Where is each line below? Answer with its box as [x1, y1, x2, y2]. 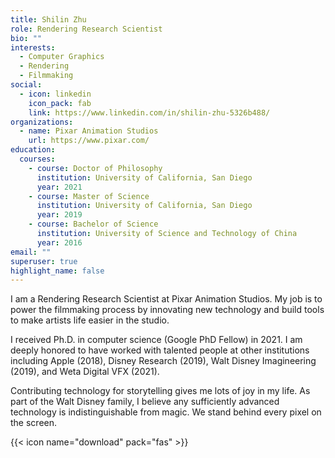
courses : [19, 154, 56, 164]
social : [10, 80, 43, 90]
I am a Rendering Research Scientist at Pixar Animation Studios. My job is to [10, 293, 323, 305]
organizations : [10, 117, 74, 127]
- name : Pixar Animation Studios [19, 126, 159, 136]
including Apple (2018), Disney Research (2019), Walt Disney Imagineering [10, 355, 317, 367]
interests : [10, 42, 56, 53]
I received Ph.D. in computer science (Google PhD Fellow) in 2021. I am [10, 334, 303, 346]
